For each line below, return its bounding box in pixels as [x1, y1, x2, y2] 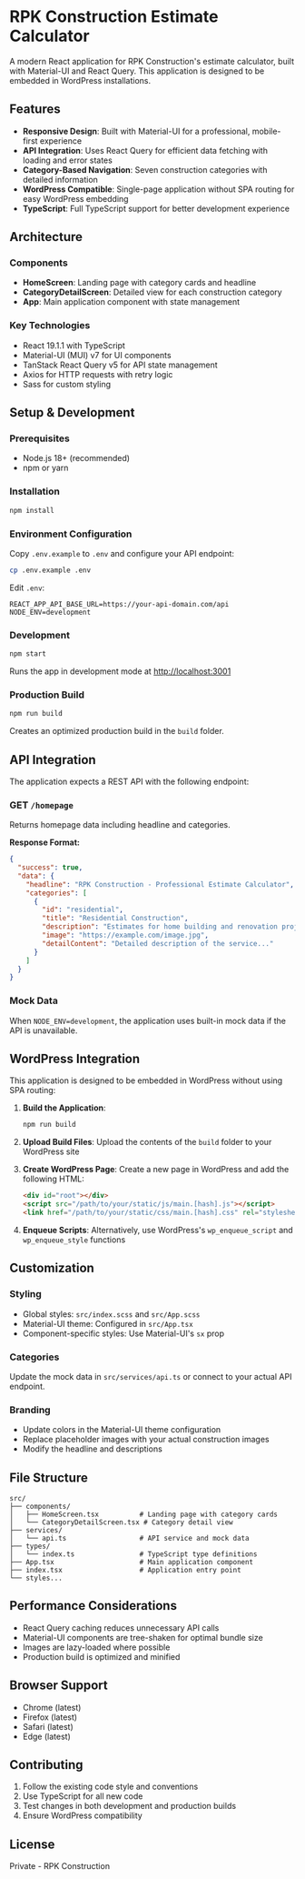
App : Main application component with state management [22, 296, 241, 307]
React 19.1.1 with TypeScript [22, 339, 125, 351]
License [9, 1836, 55, 1852]
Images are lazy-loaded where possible [22, 1642, 171, 1653]
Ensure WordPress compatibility [22, 1810, 143, 1821]
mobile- [251, 126, 281, 136]
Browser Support [9, 1678, 109, 1693]
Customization [9, 1261, 95, 1276]
